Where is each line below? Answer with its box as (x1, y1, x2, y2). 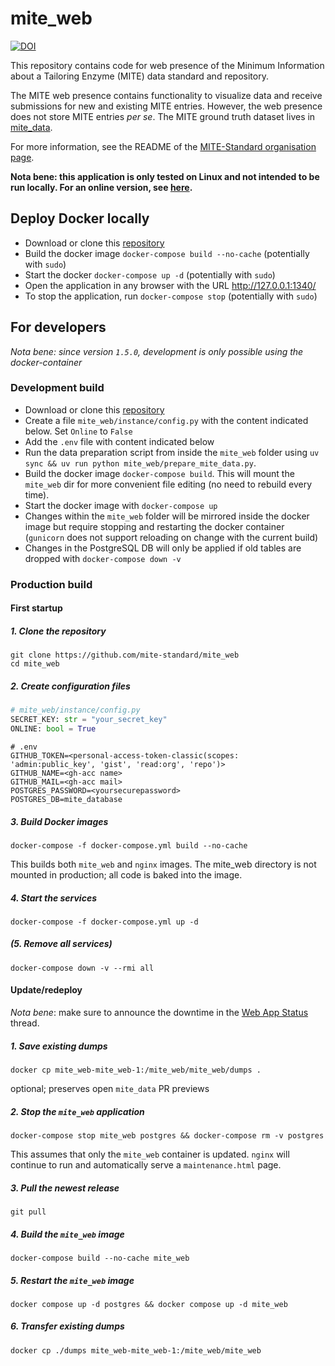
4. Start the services (10, 892, 97, 904)
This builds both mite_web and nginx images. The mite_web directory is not (10, 858, 317, 870)
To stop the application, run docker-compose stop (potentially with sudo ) (24, 290, 318, 302)
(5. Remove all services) (10, 938, 113, 950)
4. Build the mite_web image (10, 1228, 125, 1240)
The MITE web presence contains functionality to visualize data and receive (10, 89, 323, 101)
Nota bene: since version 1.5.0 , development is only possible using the (10, 345, 304, 357)
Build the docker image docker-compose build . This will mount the (24, 467, 295, 479)
